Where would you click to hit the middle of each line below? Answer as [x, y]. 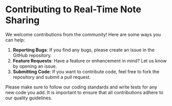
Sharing [23, 20]
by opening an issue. [35, 66]
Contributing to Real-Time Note [73, 9]
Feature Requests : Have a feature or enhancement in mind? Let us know [90, 60]
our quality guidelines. [29, 98]
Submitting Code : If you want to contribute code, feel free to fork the [86, 71]
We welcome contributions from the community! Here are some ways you [83, 34]
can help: [15, 40]
